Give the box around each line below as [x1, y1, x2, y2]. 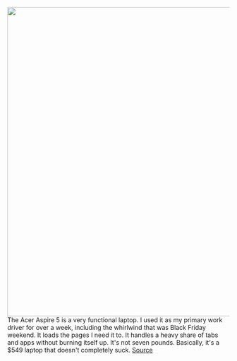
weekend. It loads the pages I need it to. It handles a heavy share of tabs [7, 331, 219, 339]
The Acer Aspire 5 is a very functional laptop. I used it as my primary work [7, 316, 223, 324]
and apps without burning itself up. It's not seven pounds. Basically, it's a [7, 338, 220, 346]
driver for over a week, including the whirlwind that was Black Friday [7, 324, 207, 331]
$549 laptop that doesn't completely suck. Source [7, 346, 153, 354]
